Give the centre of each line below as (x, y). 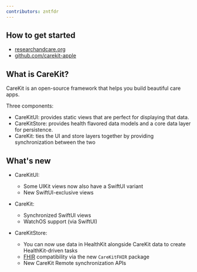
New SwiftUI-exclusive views (58, 193)
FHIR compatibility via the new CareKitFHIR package (86, 257)
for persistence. (34, 130)
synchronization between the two (55, 142)
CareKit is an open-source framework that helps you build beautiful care (94, 88)
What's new (28, 161)
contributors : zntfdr (33, 11)
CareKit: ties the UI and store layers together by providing (84, 136)
